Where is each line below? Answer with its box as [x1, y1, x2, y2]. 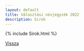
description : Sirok [5, 17, 46, 22]
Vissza [5, 40, 19, 46]
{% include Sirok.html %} [5, 31, 57, 37]
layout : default [5, 7, 39, 13]
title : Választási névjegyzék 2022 [5, 12, 79, 17]
